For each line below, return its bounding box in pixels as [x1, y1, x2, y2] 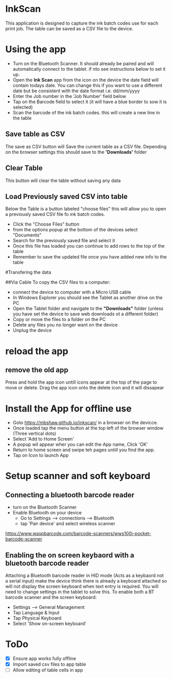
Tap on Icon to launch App [12, 452, 69, 458]
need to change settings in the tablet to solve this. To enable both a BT [5, 589, 155, 595]
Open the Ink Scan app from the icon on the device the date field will [12, 76, 159, 83]
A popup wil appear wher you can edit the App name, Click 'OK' [12, 442, 148, 448]
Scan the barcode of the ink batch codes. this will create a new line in [12, 109, 160, 115]
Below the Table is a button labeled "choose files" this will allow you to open [5, 206, 166, 212]
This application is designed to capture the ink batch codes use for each [5, 20, 158, 26]
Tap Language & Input [12, 610, 60, 616]
